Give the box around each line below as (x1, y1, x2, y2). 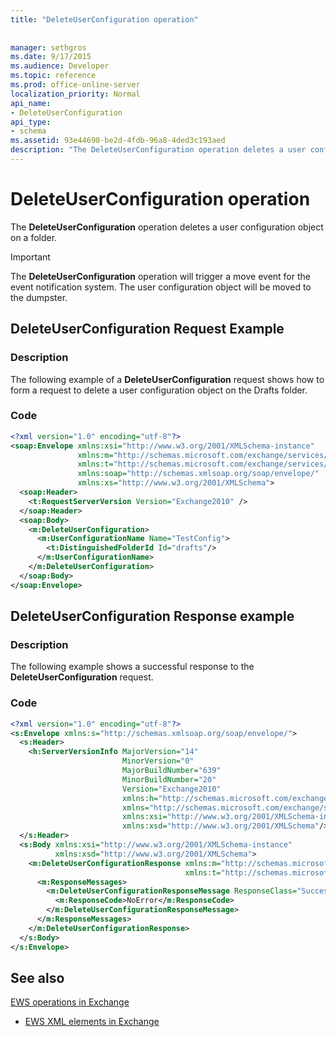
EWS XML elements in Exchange (24, 1016, 160, 1028)
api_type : (10, 117, 52, 127)
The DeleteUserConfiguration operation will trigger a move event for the (10, 270, 311, 282)
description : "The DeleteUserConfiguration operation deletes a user (10, 145, 307, 155)
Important (10, 251, 51, 263)
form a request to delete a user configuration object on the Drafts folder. (10, 384, 308, 396)
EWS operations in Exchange (10, 996, 130, 1008)
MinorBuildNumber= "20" (121, 774, 217, 785)
